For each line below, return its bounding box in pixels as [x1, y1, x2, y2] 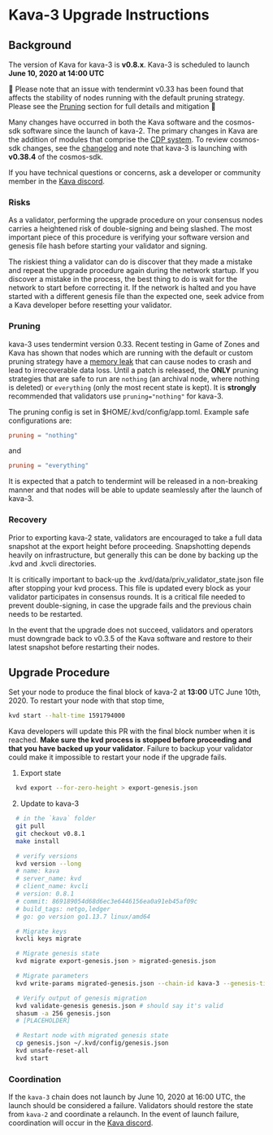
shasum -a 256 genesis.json [15, 1009, 111, 1018]
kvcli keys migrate [15, 935, 82, 943]
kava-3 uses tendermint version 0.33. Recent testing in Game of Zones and [8, 339, 260, 349]
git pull [15, 822, 45, 830]
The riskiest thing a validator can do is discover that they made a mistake [8, 257, 253, 266]
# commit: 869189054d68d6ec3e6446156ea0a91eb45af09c [15, 897, 198, 905]
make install [15, 837, 60, 845]
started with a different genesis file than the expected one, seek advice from [8, 292, 264, 301]
